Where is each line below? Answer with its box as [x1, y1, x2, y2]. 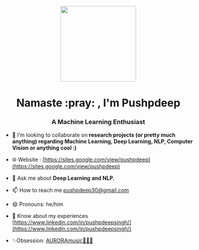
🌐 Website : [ [11, 156, 45, 163]
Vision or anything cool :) [11, 144, 77, 151]
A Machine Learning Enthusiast [51, 118, 146, 127]
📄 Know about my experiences [11, 212, 89, 220]
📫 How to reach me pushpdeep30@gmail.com [11, 186, 130, 194]
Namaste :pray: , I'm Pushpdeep [16, 96, 181, 110]
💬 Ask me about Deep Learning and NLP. [11, 174, 115, 182]
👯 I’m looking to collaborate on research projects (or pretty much [11, 131, 176, 139]
